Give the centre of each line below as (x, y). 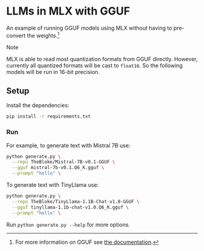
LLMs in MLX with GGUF (68, 11)
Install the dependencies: (38, 105)
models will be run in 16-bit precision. (53, 72)
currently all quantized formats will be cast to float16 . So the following (95, 65)
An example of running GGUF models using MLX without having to (89, 28)
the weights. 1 (43, 35)
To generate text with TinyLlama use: (53, 185)
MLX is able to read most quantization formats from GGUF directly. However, (102, 59)
